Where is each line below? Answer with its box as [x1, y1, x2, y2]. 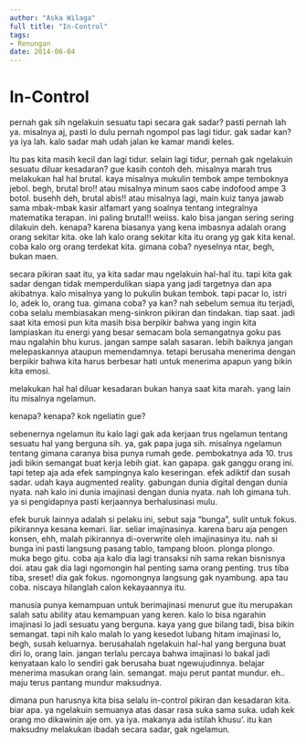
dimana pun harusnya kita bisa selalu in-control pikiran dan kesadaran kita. [9, 695, 291, 706]
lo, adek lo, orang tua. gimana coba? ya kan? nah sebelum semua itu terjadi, [9, 298, 295, 309]
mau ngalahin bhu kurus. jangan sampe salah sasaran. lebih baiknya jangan [9, 337, 294, 348]
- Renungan [9, 38, 51, 48]
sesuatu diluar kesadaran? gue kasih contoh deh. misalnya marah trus [9, 163, 272, 174]
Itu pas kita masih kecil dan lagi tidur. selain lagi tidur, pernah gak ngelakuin [9, 154, 293, 165]
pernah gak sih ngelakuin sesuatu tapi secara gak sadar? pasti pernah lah [9, 117, 287, 128]
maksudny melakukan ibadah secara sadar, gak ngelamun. [9, 724, 230, 735]
